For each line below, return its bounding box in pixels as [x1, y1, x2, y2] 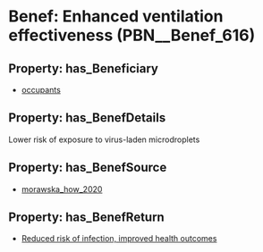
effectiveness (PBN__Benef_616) [8, 25, 256, 46]
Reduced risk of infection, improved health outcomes [21, 233, 217, 244]
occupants [21, 85, 62, 95]
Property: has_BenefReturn [8, 210, 165, 225]
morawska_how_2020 [21, 183, 103, 194]
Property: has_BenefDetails [8, 110, 166, 126]
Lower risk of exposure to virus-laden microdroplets [8, 134, 200, 145]
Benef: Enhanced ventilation [8, 6, 224, 27]
